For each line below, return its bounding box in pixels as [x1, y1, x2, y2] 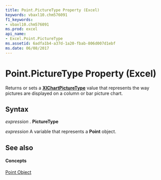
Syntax [5, 105, 29, 113]
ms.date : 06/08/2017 [5, 46, 50, 51]
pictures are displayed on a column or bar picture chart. [5, 90, 123, 96]
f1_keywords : [5, 17, 33, 22]
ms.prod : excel [5, 27, 38, 32]
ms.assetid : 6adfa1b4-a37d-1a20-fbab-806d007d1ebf [5, 41, 116, 46]
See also [5, 143, 33, 152]
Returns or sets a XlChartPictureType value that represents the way [5, 85, 150, 91]
